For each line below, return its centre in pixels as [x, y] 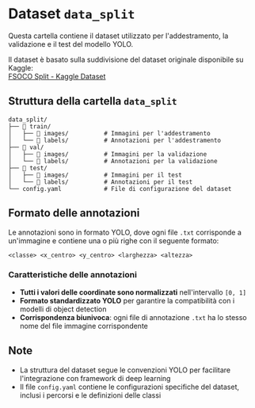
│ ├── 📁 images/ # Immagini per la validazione [108, 154]
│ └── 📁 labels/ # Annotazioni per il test [101, 182]
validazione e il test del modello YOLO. [71, 44]
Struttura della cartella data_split [93, 101]
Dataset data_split [72, 14]
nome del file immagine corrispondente [84, 326]
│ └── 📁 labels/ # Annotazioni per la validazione [113, 161]
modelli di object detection [63, 309]
